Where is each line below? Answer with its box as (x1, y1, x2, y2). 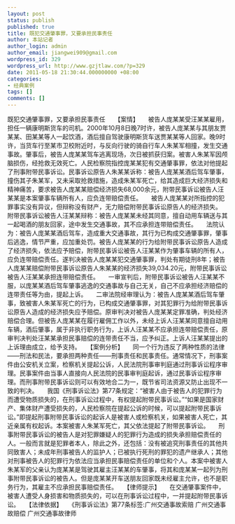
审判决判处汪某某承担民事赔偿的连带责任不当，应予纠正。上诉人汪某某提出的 (7, 334, 228, 342)
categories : (7, 75, 42, 83)
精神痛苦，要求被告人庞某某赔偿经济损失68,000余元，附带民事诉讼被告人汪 (7, 185, 225, 193)
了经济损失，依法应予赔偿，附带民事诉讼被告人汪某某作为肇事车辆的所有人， (7, 247, 228, 254)
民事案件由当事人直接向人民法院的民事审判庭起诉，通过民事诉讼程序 (19, 369, 215, 377)
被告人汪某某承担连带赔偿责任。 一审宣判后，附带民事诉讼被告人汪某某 (7, 273, 219, 281)
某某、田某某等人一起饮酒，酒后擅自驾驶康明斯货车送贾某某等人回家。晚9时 (7, 132, 226, 141)
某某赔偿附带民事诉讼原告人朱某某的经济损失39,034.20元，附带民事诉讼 (19, 264, 227, 272)
